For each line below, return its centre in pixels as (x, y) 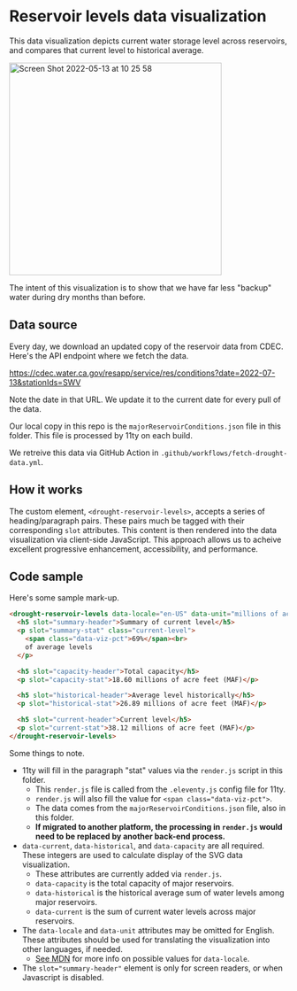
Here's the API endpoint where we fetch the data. (99, 355)
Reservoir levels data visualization (138, 16)
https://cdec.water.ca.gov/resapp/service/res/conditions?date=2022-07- (142, 373)
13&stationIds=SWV (45, 382)
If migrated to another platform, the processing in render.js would (159, 826)
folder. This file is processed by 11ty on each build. (101, 435)
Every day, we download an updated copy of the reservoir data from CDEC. (146, 346)
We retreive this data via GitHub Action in (84, 453)
